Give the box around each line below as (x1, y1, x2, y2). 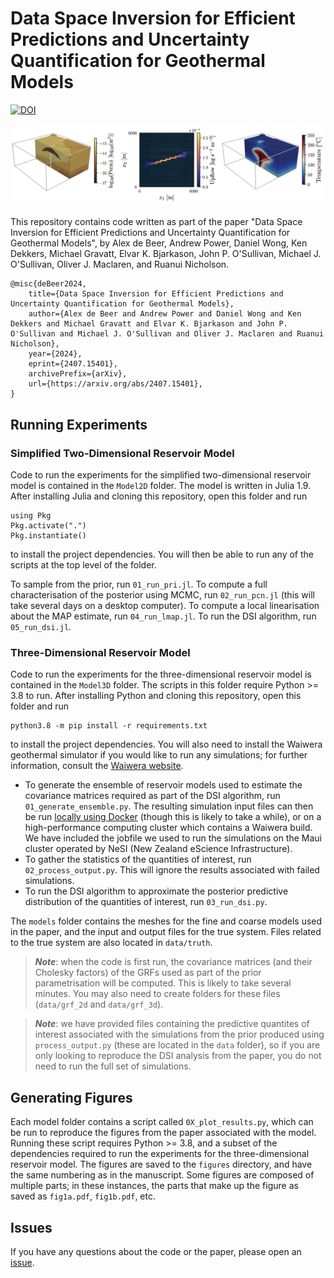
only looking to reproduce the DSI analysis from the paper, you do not (34, 1050, 322, 1062)
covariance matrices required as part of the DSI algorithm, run (24, 790, 281, 802)
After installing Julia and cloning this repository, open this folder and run (10, 490, 308, 502)
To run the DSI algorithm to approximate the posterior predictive (24, 885, 289, 897)
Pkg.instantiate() (10, 531, 87, 541)
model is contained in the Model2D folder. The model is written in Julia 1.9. (10, 480, 312, 492)
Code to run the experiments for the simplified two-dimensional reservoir (10, 469, 312, 481)
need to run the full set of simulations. (34, 1060, 192, 1072)
